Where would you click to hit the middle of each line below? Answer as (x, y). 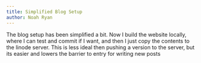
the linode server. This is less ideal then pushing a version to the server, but (100, 47)
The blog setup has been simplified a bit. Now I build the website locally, (96, 34)
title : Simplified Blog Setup (44, 12)
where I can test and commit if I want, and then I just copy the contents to (98, 41)
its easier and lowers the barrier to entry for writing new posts (84, 53)
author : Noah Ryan (29, 17)
